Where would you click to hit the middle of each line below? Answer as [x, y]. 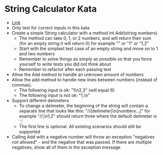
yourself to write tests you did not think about [65, 64]
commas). [22, 85]
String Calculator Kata [51, 9]
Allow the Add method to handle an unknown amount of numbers [78, 74]
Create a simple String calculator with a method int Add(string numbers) [84, 33]
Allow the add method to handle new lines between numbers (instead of [84, 80]
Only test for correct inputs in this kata [51, 27]
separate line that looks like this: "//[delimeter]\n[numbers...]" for [85, 111]
